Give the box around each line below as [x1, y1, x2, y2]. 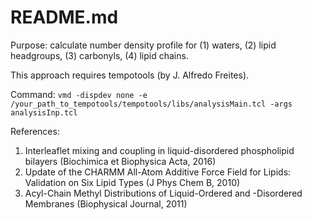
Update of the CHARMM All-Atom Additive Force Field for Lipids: [24, 166, 292, 178]
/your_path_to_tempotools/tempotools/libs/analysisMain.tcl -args [10, 99, 293, 109]
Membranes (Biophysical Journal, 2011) [24, 197, 188, 210]
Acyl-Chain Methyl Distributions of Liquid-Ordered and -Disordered [24, 187, 303, 199]
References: [10, 125, 60, 137]
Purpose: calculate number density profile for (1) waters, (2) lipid [10, 39, 277, 51]
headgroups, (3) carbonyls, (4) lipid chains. [10, 49, 189, 61]
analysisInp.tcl [10, 107, 78, 118]
